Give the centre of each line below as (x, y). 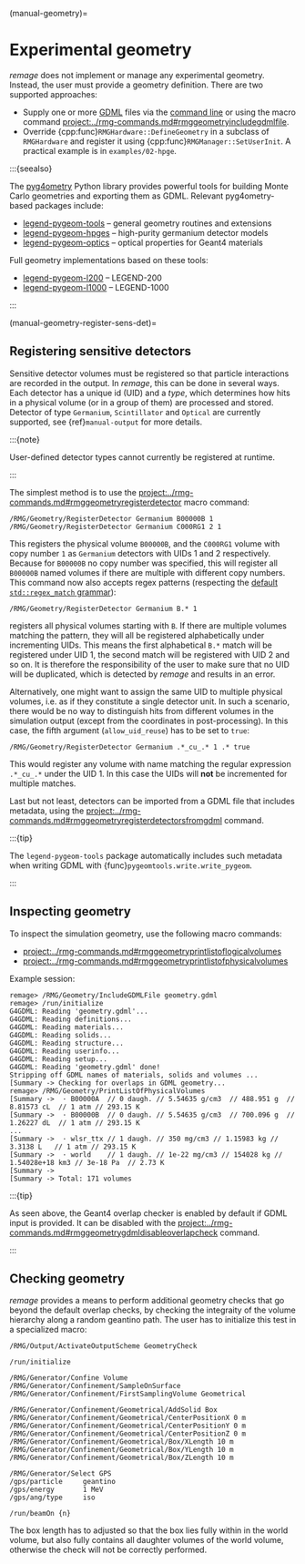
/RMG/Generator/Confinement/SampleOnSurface (95, 1386)
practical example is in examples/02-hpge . (100, 150)
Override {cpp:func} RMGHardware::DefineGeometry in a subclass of (146, 131)
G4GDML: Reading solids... (61, 1035)
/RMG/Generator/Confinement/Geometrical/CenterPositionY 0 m (128, 1426)
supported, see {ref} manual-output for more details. (106, 422)
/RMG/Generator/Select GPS (61, 1474)
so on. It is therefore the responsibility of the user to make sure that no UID (149, 664)
